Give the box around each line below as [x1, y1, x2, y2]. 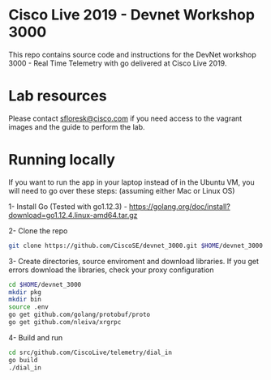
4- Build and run [8, 332, 63, 342]
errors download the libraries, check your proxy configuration [8, 265, 214, 275]
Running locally [8, 151, 116, 169]
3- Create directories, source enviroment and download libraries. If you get [8, 256, 260, 266]
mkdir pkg [8, 288, 42, 297]
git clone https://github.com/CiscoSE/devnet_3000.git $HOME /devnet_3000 [8, 241, 264, 250]
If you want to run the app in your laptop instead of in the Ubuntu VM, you [8, 177, 255, 187]
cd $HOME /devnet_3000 [8, 280, 82, 288]
